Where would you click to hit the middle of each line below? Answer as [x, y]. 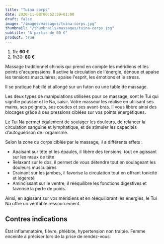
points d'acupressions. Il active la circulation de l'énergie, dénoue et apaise [82, 72]
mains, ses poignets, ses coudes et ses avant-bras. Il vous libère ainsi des [81, 107]
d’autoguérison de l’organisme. [37, 132]
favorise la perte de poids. [39, 188]
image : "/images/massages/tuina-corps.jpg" [51, 24]
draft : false [19, 19]
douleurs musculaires [34, 167]
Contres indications [37, 219]
